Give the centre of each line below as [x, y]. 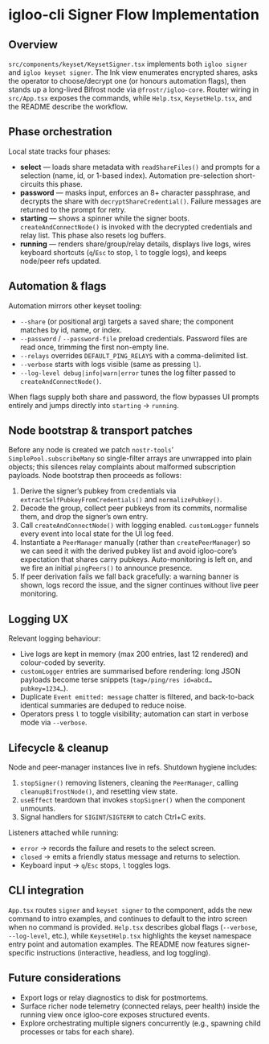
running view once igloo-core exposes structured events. [115, 1014]
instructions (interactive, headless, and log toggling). [124, 952]
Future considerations [65, 978]
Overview [33, 45]
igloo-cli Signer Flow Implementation [134, 15]
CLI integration [46, 891]
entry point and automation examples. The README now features [116, 944]
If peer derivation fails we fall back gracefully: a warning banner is [129, 576]
